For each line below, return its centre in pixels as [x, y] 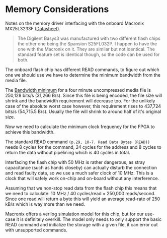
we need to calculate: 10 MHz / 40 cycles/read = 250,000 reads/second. [80, 193]
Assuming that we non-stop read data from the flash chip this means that [81, 188]
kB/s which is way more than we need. [45, 204]
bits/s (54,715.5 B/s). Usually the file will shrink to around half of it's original [83, 111]
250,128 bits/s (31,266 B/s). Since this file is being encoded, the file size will [84, 95]
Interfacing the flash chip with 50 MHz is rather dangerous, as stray [75, 162]
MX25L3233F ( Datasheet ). [33, 28]
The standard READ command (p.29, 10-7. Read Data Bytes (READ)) [77, 142]
